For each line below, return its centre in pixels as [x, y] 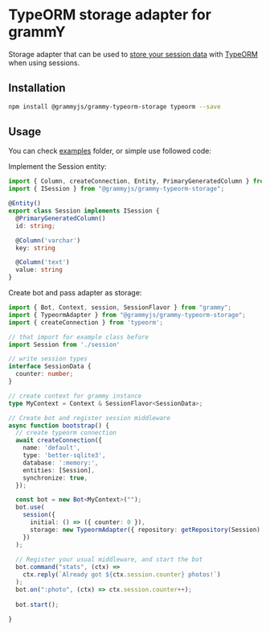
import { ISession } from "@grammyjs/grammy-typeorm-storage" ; [117, 189]
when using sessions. [44, 63]
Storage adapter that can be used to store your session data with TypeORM [133, 54]
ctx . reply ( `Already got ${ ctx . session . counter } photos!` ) [122, 575]
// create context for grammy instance [75, 396]
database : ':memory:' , [61, 463]
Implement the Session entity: [57, 167]
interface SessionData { [50, 367]
